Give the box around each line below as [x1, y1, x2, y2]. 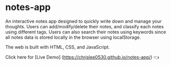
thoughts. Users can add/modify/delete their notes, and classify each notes [5, 23, 164, 29]
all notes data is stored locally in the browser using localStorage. [5, 34, 141, 40]
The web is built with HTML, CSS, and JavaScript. [5, 44, 110, 50]
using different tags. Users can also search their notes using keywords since [5, 29, 166, 35]
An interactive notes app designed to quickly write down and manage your [5, 18, 162, 24]
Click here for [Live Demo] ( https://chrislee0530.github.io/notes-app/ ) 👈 [5, 54, 159, 60]
